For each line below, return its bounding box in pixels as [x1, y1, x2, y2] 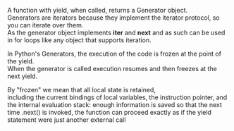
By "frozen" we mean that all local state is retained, [7, 86, 156, 94]
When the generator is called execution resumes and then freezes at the [7, 65, 217, 73]
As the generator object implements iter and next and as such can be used [7, 28, 226, 37]
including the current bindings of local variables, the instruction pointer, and [7, 93, 228, 101]
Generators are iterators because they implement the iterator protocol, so [7, 13, 220, 22]
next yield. [7, 72, 37, 80]
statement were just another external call [7, 116, 126, 124]
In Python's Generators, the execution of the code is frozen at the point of [7, 49, 222, 58]
